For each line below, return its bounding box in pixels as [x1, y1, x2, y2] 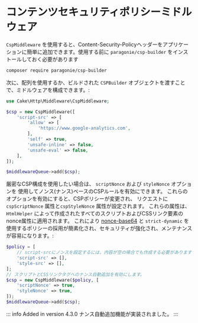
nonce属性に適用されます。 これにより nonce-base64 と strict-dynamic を [6, 217, 189, 225]
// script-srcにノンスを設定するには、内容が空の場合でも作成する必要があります [17, 250, 192, 256]
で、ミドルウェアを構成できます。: [6, 86, 90, 93]
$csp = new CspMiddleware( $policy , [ [6, 277, 99, 283]
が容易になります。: [6, 232, 54, 240]
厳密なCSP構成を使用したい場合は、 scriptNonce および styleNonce [6, 180, 170, 188]
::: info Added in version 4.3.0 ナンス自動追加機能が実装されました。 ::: [6, 310, 178, 317]
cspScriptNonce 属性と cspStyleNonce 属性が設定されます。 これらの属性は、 [6, 202, 190, 210]
